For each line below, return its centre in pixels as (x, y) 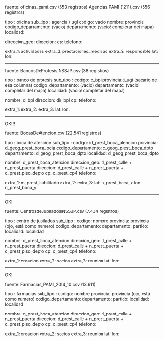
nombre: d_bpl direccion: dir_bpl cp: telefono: (51, 100)
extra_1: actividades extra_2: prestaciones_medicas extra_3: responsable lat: (82, 51)
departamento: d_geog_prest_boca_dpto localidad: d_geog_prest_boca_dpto (82, 153)
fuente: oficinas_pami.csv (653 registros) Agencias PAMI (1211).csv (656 (78, 7)
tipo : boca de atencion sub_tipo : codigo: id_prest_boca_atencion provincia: (81, 143)
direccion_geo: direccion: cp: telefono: (44, 42)
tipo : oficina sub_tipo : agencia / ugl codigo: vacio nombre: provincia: (75, 22)
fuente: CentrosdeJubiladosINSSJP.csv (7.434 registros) (62, 211)
